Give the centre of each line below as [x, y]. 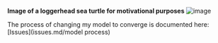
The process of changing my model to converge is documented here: [108, 24]
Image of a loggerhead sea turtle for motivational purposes [96, 11]
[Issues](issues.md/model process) [59, 32]
